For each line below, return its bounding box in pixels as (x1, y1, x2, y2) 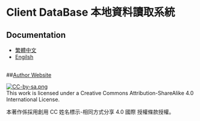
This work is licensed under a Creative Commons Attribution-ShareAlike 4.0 (6, 90, 194, 96)
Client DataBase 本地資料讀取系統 (6, 5, 175, 19)
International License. (6, 96, 60, 103)
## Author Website (6, 72, 52, 78)
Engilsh (14, 54, 34, 60)
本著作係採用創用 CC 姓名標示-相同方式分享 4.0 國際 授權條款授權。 (6, 108, 175, 115)
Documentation (6, 29, 66, 40)
